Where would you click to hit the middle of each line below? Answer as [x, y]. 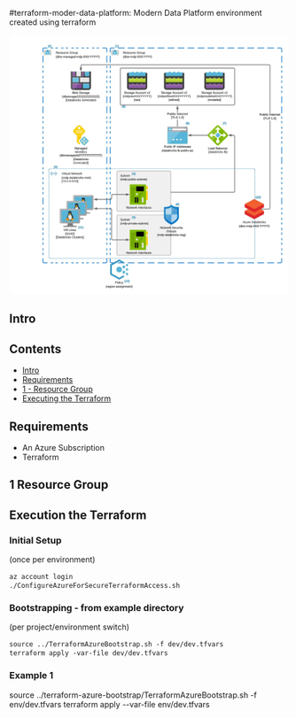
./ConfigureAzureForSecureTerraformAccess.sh [94, 586]
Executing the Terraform [66, 398]
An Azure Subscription [63, 448]
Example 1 [31, 676]
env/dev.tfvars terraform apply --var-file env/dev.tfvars [109, 704]
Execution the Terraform [78, 515]
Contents [35, 349]
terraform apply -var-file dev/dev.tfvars [89, 653]
